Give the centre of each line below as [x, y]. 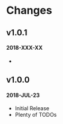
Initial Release [32, 108]
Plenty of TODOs [36, 115]
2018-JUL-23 [23, 95]
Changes [29, 10]
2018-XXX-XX [25, 48]
